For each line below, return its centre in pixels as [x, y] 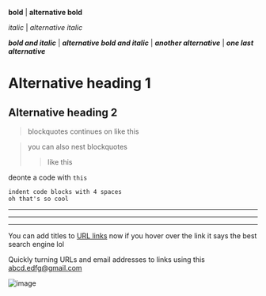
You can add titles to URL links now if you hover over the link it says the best [133, 236]
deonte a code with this [48, 177]
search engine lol [36, 244]
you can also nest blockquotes [78, 147]
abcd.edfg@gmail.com [45, 268]
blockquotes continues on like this [83, 131]
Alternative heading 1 [80, 83]
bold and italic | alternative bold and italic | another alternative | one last [131, 43]
